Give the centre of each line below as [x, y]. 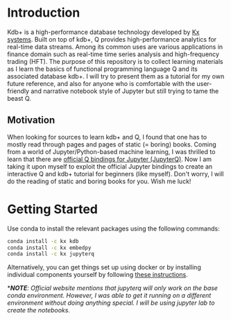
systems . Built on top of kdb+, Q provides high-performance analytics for [112, 39]
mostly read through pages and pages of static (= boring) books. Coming [112, 144]
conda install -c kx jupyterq [51, 254]
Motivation [31, 120]
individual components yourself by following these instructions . [98, 275]
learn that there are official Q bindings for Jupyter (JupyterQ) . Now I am [110, 159]
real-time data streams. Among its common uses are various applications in [115, 47]
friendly [18, 91]
